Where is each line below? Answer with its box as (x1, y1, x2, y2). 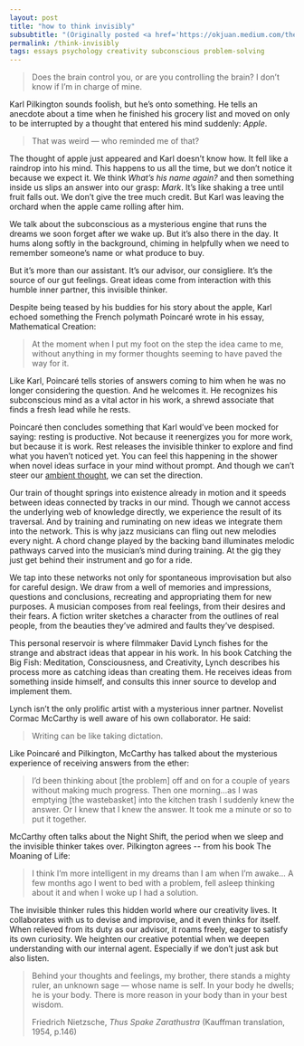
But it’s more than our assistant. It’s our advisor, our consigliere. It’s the (9, 265, 273, 276)
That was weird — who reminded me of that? (31, 136, 200, 147)
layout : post (9, 13, 59, 23)
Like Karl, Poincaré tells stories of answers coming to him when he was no (9, 376, 287, 386)
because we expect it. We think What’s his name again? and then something (9, 173, 295, 184)
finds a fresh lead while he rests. (9, 404, 131, 415)
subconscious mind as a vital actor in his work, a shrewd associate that (9, 395, 274, 405)
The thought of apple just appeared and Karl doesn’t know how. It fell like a (9, 153, 289, 164)
